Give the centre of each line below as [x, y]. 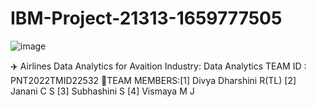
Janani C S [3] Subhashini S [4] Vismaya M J [102, 91]
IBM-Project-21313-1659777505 [146, 18]
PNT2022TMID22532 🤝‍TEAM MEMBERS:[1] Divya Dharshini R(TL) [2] [153, 80]
